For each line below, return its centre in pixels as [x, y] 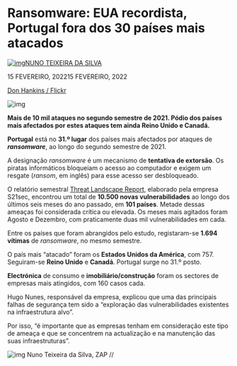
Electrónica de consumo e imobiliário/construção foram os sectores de [113, 275]
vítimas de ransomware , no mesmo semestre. [75, 240]
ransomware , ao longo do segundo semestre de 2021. [87, 146]
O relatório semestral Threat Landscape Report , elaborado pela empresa [113, 189]
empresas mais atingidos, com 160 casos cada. [76, 283]
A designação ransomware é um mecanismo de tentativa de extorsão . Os [116, 160]
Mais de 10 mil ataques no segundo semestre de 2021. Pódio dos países [115, 118]
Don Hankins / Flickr [37, 90]
